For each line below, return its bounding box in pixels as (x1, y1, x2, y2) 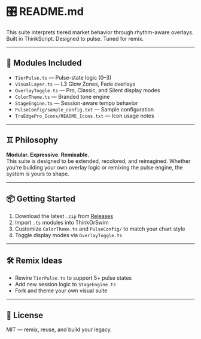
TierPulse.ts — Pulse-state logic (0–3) (14, 74, 112, 81)
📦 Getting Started (6, 193, 76, 204)
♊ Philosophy (6, 135, 58, 146)
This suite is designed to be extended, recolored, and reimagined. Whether (6, 157, 191, 165)
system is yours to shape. (6, 170, 70, 177)
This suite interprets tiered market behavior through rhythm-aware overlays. (6, 28, 194, 36)
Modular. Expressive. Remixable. (6, 151, 90, 158)
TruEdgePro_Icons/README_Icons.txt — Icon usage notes (14, 112, 154, 119)
